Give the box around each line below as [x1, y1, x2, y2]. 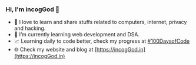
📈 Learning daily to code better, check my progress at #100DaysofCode [14, 37, 190, 45]
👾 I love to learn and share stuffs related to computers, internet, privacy [14, 19, 187, 26]
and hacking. [14, 25, 46, 32]
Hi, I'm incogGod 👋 [5, 5, 60, 13]
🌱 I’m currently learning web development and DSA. [14, 31, 139, 38]
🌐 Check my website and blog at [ [14, 46, 97, 53]
